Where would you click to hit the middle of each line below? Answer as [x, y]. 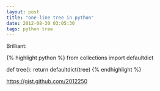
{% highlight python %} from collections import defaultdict [80, 58]
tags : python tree [30, 29]
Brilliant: [16, 46]
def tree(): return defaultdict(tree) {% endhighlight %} [74, 70]
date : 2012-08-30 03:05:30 [41, 23]
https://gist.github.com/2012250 [47, 81]
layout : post [23, 12]
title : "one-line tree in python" [50, 18]
